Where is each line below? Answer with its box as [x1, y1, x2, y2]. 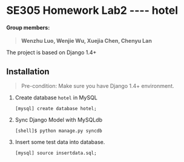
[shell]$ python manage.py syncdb [15, 128, 102, 134]
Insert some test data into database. [15, 139, 105, 146]
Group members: [6, 23, 50, 31]
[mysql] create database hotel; [15, 106, 97, 112]
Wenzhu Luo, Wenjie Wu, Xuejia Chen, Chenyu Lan [21, 37, 153, 45]
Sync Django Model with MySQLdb [15, 116, 103, 123]
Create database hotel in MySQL [15, 94, 98, 101]
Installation [6, 66, 50, 76]
